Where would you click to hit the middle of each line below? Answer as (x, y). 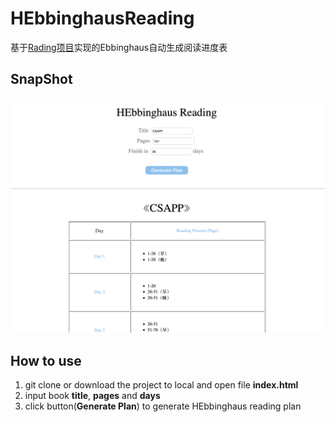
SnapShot (41, 79)
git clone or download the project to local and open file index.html (161, 385)
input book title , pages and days (92, 396)
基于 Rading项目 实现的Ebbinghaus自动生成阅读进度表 (119, 47)
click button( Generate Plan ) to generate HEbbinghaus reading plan (163, 406)
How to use (46, 360)
